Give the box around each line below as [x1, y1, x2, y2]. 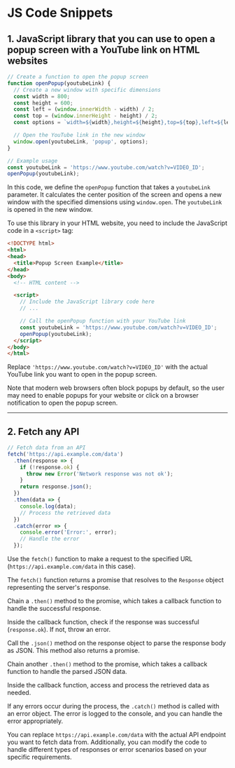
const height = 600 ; [13, 100, 73, 107]
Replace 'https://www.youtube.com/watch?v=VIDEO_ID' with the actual [7, 363, 208, 371]
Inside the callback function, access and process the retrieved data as [7, 681, 210, 689]
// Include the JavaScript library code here [20, 298, 155, 306]
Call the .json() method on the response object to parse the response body [7, 639, 226, 647]
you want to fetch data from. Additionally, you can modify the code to [7, 738, 208, 746]
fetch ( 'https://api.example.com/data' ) [7, 450, 124, 457]
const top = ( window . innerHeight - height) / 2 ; [13, 112, 158, 120]
